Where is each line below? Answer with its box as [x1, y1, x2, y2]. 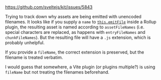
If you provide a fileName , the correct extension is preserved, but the [5, 49, 144, 55]
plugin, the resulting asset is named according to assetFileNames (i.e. [5, 24, 145, 30]
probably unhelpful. [5, 40, 45, 46]
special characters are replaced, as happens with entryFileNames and [5, 29, 146, 35]
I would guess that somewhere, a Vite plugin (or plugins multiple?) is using [5, 64, 156, 70]
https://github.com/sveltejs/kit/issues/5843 [5, 4, 93, 10]
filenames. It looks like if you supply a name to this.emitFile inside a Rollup [5, 19, 157, 25]
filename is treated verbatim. [5, 54, 63, 60]
